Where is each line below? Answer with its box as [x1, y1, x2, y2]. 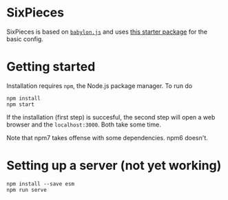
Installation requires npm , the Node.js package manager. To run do [6, 81, 193, 90]
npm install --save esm [6, 180, 75, 187]
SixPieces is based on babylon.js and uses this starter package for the [6, 27, 208, 36]
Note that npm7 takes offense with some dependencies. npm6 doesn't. [6, 133, 208, 142]
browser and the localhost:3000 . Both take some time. [6, 120, 161, 129]
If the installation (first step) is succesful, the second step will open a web [6, 113, 216, 121]
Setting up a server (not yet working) [6, 158, 222, 173]
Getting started [6, 59, 96, 75]
